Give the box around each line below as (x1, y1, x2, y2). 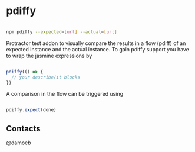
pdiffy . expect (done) (6, 107, 57, 113)
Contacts (6, 123, 41, 134)
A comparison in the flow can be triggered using (6, 90, 124, 98)
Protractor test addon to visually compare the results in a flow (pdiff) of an (6, 40, 186, 47)
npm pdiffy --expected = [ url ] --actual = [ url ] (6, 28, 117, 35)
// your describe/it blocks (11, 74, 81, 80)
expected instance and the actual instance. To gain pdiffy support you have (6, 46, 190, 53)
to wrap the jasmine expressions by (6, 52, 92, 59)
